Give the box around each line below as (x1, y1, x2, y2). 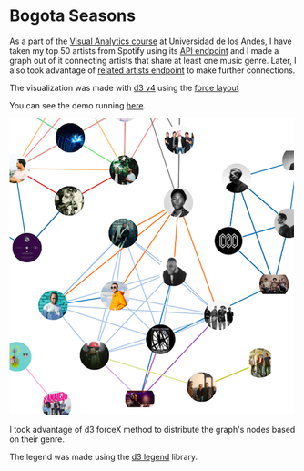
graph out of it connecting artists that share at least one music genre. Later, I (9, 55, 297, 66)
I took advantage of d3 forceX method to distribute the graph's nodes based (9, 424, 296, 435)
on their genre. (9, 434, 66, 445)
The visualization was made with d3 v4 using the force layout (9, 82, 239, 93)
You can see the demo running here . (9, 99, 147, 110)
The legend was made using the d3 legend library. (9, 451, 198, 462)
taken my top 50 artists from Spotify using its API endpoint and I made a (9, 45, 279, 56)
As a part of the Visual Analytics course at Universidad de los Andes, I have (9, 36, 293, 46)
